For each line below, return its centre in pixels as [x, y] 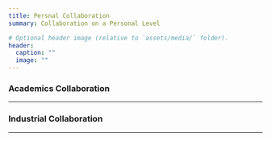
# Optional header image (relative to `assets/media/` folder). [119, 38]
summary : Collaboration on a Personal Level [84, 23]
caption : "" [36, 53]
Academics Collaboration [59, 88]
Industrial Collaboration [56, 119]
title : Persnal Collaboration [59, 16]
